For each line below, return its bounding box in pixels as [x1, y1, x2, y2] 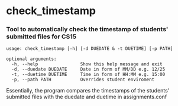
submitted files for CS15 [6, 32, 77, 41]
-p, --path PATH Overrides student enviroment [11, 77, 155, 83]
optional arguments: [6, 56, 57, 62]
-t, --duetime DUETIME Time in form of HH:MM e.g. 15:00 [11, 72, 166, 78]
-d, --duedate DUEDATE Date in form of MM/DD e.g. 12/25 [11, 67, 166, 72]
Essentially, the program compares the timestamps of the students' [6, 87, 170, 94]
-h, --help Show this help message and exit [11, 61, 163, 67]
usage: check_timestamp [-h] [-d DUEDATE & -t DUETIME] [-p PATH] [6, 46, 173, 52]
